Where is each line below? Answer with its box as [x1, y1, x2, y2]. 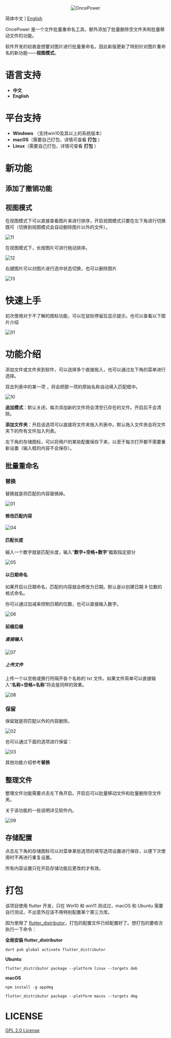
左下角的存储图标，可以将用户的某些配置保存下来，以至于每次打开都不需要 [5, 439, 161, 445]
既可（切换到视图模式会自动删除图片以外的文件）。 [5, 224, 110, 230]
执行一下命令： [5, 926, 37, 932]
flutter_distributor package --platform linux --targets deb [5, 966, 138, 971]
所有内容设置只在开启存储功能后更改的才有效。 [5, 865, 103, 871]
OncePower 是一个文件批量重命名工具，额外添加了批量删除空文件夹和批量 [5, 26, 160, 32]
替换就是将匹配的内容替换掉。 [5, 491, 68, 497]
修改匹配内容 [5, 513, 32, 519]
